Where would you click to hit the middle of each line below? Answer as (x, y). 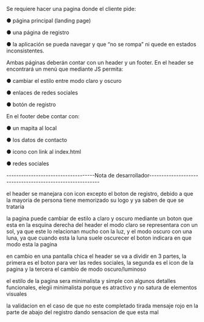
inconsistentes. (25, 51)
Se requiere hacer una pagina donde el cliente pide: (71, 9)
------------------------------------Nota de (60, 175)
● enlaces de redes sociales (42, 93)
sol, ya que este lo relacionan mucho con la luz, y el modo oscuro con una (99, 231)
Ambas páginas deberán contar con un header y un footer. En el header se (100, 63)
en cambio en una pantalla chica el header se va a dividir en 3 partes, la (97, 256)
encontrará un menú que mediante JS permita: (65, 69)
